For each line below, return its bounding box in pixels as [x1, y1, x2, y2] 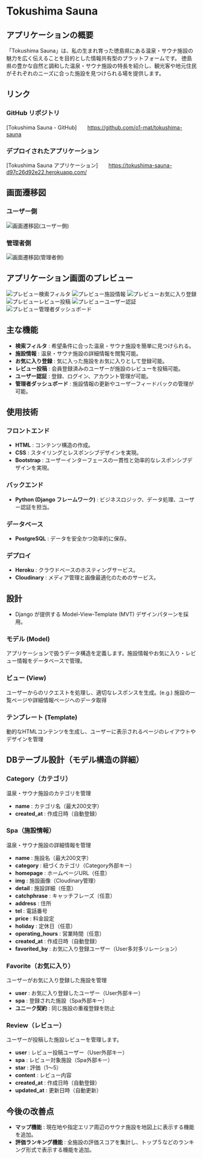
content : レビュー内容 [14, 1072, 72, 1079]
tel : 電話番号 [14, 907, 48, 914]
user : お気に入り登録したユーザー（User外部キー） [14, 989, 144, 997]
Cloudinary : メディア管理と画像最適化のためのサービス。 [14, 574, 159, 581]
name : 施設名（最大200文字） [14, 854, 92, 861]
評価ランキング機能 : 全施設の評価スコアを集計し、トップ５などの [14, 1138, 179, 1146]
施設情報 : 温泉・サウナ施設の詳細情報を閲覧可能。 [14, 349, 142, 357]
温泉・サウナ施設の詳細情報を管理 [6, 841, 91, 848]
